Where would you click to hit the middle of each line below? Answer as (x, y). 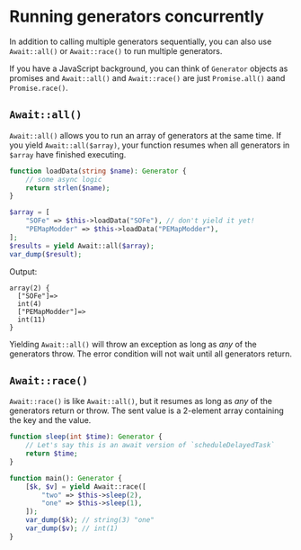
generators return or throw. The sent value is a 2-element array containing (147, 410)
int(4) (30, 303)
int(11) (32, 320)
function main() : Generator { (66, 478)
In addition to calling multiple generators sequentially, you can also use (141, 41)
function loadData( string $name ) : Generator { (98, 171)
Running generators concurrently (137, 17)
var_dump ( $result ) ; (46, 254)
